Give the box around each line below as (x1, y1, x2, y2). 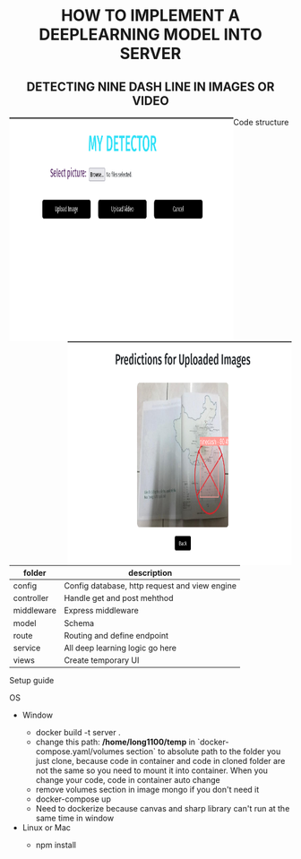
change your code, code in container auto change (35, 774, 221, 785)
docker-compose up (35, 794, 112, 804)
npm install (35, 839, 76, 850)
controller (13, 593, 49, 603)
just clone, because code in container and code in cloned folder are (35, 755, 286, 766)
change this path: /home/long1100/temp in (35, 736, 195, 747)
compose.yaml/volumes (35, 745, 125, 757)
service (13, 642, 41, 653)
